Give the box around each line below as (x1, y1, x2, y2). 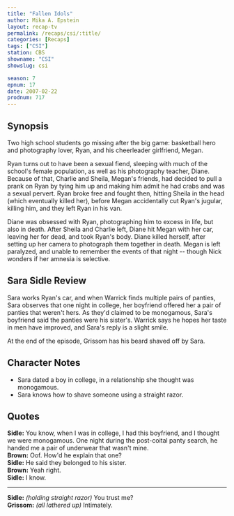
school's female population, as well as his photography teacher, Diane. (7, 167, 210, 175)
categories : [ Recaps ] (7, 36, 70, 43)
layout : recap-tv (7, 23, 58, 30)
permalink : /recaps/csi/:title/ (7, 29, 101, 37)
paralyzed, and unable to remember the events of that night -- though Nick (7, 247, 222, 256)
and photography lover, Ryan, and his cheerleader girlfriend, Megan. (7, 146, 204, 154)
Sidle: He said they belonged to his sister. (7, 459, 127, 467)
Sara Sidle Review (7, 275, 87, 287)
